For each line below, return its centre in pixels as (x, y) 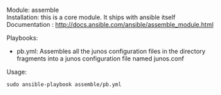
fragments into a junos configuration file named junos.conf (100, 59)
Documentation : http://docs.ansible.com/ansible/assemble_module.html (110, 24)
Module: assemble (33, 10)
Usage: (17, 72)
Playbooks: (23, 38)
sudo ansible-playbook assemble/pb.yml (64, 85)
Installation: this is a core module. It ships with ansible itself (91, 17)
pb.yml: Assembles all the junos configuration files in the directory (111, 51)
